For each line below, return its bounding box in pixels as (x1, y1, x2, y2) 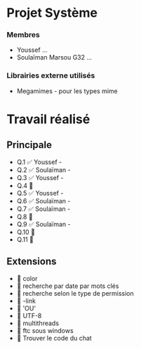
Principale (6, 139, 52, 151)
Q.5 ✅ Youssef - (16, 189, 64, 197)
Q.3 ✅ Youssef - (16, 173, 64, 182)
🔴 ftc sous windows (16, 326, 74, 334)
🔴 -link (16, 296, 36, 305)
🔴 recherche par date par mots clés (16, 282, 119, 290)
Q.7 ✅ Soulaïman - (16, 205, 71, 213)
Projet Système (6, 5, 98, 21)
